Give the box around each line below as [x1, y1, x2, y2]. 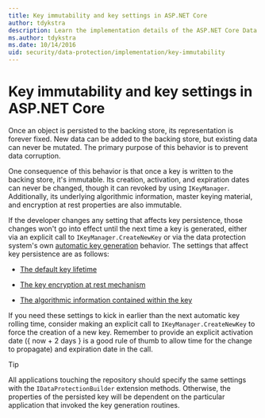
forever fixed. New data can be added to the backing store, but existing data [8, 134, 258, 144]
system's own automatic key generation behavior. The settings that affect [8, 240, 248, 250]
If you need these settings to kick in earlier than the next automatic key [8, 310, 240, 320]
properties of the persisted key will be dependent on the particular [8, 392, 225, 401]
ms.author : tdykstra [8, 33, 77, 42]
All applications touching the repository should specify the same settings [8, 374, 247, 385]
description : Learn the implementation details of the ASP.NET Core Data [8, 26, 258, 34]
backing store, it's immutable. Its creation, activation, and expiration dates [8, 174, 250, 184]
